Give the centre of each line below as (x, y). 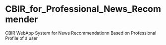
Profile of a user (22, 38)
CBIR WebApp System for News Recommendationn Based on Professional (81, 33)
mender (22, 19)
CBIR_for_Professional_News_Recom (83, 9)
